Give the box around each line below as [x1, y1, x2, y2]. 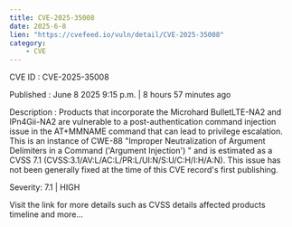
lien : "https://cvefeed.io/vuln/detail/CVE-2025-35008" [9, 30, 224, 39]
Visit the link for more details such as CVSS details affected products [9, 200, 266, 211]
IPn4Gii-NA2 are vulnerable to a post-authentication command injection [9, 117, 277, 128]
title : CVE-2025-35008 [9, 13, 95, 23]
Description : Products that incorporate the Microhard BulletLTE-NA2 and [9, 107, 282, 118]
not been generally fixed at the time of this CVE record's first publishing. [9, 165, 278, 175]
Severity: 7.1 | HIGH [9, 182, 80, 193]
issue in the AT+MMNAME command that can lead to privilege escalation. [9, 126, 283, 137]
